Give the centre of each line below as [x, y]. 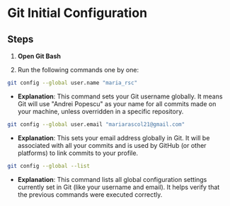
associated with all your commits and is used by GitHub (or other [112, 145]
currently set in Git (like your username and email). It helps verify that [119, 187]
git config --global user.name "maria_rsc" [73, 83]
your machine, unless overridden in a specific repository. [100, 111]
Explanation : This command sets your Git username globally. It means [120, 96]
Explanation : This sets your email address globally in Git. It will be [114, 138]
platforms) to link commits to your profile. [78, 153]
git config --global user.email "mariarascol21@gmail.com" [96, 124]
